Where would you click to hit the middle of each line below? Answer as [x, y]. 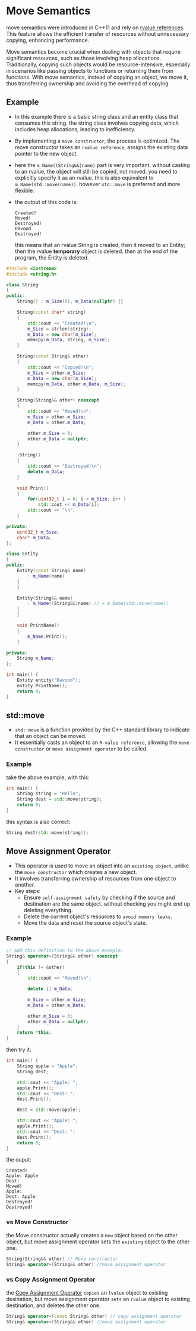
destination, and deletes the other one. [53, 1305]
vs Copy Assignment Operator [51, 1280]
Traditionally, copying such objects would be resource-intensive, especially [98, 64]
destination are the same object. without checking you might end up [107, 904]
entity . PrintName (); [42, 685]
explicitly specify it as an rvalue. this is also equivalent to [84, 178]
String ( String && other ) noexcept [58, 400]
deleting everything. [48, 910]
